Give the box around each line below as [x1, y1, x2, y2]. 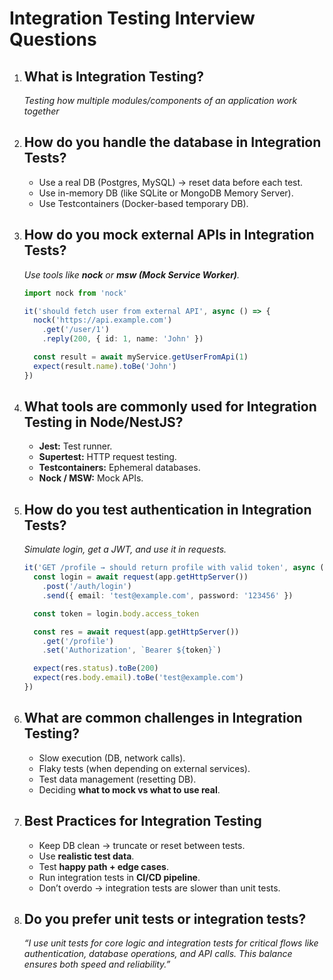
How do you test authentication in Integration [23, 501, 312, 518]
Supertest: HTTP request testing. [38, 451, 177, 463]
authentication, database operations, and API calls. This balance [23, 948, 293, 960]
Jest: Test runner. [38, 440, 113, 452]
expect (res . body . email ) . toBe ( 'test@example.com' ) [33, 673, 244, 683]
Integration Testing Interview [9, 7, 256, 30]
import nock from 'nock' [23, 288, 128, 298]
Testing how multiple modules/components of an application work [23, 95, 298, 106]
